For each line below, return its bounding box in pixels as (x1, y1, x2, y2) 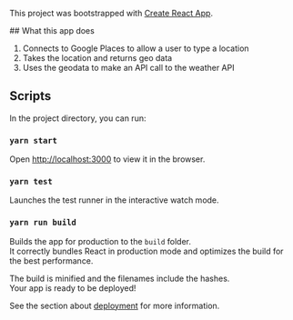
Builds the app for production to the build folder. (9, 235, 192, 246)
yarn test (9, 176, 53, 187)
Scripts (9, 88, 52, 104)
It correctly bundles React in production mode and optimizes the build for (9, 245, 284, 256)
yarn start (9, 135, 57, 145)
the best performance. (9, 255, 94, 266)
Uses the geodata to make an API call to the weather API (22, 63, 235, 73)
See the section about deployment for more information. (9, 300, 220, 311)
